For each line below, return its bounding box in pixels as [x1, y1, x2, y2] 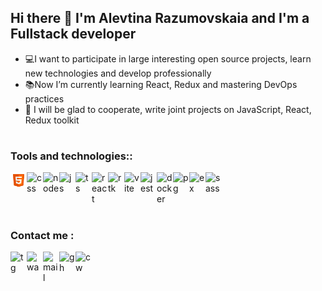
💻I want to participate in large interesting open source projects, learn [24, 52, 312, 65]
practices [24, 92, 65, 105]
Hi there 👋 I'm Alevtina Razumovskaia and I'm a [10, 10, 310, 27]
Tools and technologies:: [10, 149, 133, 163]
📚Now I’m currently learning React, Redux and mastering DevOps [24, 78, 298, 90]
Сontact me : [10, 228, 75, 242]
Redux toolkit [24, 114, 80, 126]
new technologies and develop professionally [24, 67, 212, 79]
